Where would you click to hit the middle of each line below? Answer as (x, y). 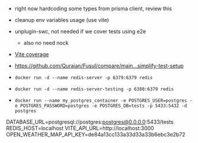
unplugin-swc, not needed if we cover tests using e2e (80, 31)
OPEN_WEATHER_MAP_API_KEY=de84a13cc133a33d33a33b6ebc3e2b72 (96, 134)
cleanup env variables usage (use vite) (62, 20)
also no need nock (46, 43)
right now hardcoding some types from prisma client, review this (93, 9)
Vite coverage (32, 54)
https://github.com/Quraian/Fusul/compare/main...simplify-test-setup (99, 66)
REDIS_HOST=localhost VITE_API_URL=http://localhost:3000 (80, 128)
